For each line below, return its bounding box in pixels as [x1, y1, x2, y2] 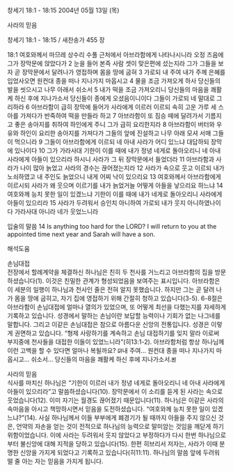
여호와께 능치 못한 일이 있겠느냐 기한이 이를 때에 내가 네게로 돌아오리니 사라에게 [7, 190, 223, 198]
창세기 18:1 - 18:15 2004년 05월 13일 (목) [7, 6, 120, 14]
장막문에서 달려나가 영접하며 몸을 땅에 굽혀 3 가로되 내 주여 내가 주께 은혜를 [22, 68, 226, 76]
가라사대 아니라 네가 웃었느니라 [14, 208, 99, 215]
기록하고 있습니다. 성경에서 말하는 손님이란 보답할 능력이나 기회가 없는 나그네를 [7, 312, 221, 319]
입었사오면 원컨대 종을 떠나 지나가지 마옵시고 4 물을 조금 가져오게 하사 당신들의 [7, 77, 221, 85]
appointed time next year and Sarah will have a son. [7, 230, 155, 238]
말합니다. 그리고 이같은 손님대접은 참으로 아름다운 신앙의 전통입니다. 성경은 [7, 320, 210, 328]
